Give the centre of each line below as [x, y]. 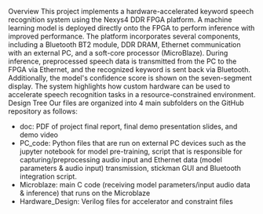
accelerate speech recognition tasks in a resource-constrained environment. [132, 94]
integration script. [48, 176]
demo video [39, 135]
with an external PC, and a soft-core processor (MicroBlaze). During [118, 53]
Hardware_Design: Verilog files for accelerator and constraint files [126, 201]
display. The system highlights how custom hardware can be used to [119, 86]
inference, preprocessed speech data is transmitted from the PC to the [122, 61]
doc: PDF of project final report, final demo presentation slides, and [128, 126]
